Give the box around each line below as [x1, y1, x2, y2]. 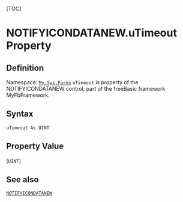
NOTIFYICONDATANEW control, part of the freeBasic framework [6, 85, 166, 92]
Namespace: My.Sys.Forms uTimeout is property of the [6, 79, 139, 86]
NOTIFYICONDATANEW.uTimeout [6, 26, 177, 40]
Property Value [6, 141, 64, 151]
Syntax [6, 109, 34, 119]
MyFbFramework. [6, 91, 50, 99]
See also [6, 174, 39, 185]
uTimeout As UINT [6, 124, 50, 131]
